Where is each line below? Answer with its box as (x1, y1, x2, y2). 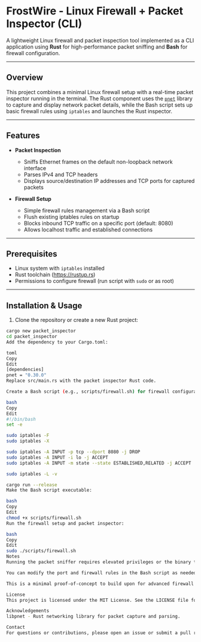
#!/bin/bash (6, 416, 36, 422)
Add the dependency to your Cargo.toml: (6, 339, 109, 345)
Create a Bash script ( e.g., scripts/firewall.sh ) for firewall (6, 388, 170, 395)
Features (6, 131, 40, 141)
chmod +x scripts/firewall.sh (6, 514, 82, 521)
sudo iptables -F (6, 433, 50, 439)
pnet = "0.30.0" (6, 372, 47, 378)
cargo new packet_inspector (6, 328, 77, 334)
